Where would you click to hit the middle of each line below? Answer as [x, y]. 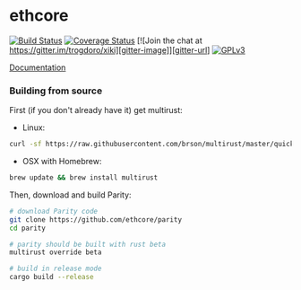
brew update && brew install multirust [84, 178]
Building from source [56, 91]
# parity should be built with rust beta [88, 244]
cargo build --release [52, 277]
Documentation [38, 67]
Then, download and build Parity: [70, 195]
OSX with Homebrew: [62, 162]
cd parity [28, 228]
